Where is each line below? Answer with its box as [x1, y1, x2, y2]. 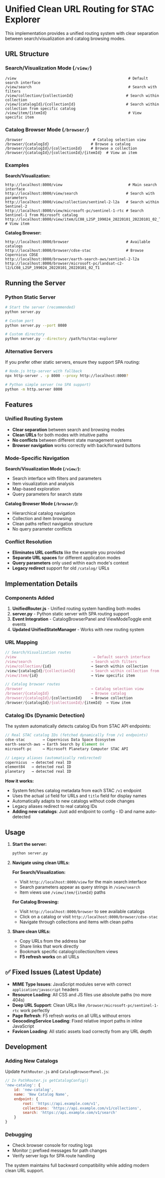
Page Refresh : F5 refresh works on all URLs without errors [12, 1013, 131, 1019]
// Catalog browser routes [5, 682, 60, 687]
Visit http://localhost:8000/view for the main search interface [19, 878, 147, 884]
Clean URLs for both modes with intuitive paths [12, 432, 108, 438]
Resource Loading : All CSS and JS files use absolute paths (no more [12, 991, 152, 997]
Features [5, 401, 33, 409]
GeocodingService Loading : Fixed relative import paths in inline [12, 1018, 142, 1024]
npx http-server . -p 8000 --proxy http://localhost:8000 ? [5, 374, 129, 379]
